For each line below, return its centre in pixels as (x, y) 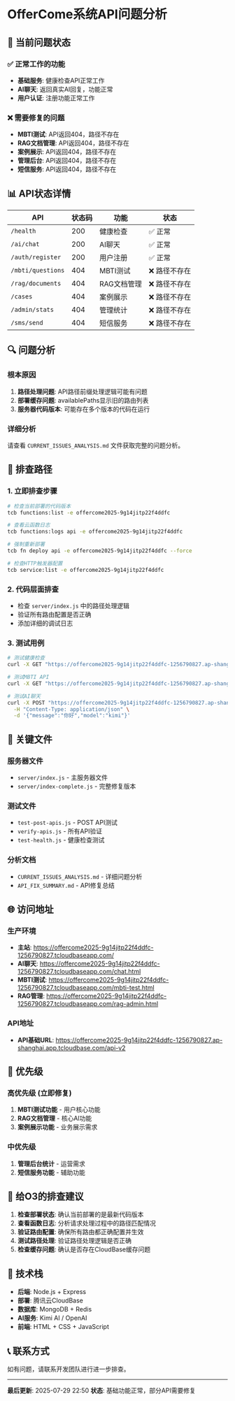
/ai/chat (25, 244)
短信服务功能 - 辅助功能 (51, 1172)
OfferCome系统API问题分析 (87, 14)
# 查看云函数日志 (29, 525)
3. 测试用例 (26, 642)
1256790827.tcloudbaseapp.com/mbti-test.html (86, 988)
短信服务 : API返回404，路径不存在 (67, 169)
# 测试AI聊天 (24, 696)
